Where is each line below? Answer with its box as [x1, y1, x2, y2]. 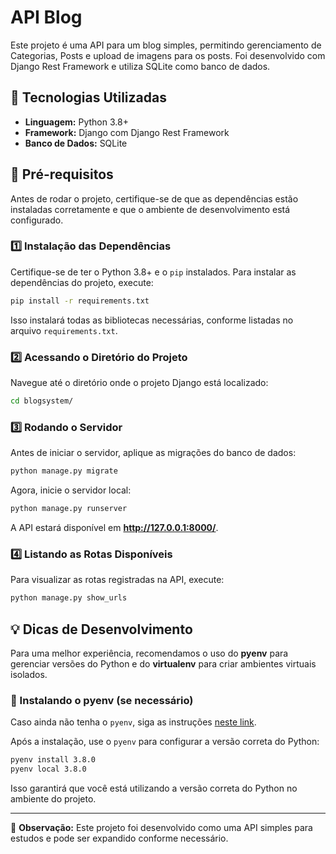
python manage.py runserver [10, 504, 128, 514]
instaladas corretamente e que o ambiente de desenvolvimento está [10, 203, 291, 215]
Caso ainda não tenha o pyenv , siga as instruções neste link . [10, 716, 257, 728]
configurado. [10, 214, 64, 226]
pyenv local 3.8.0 [10, 764, 87, 775]
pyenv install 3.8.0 [10, 755, 97, 765]
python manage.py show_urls [10, 593, 128, 603]
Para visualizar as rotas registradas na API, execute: [10, 574, 225, 586]
